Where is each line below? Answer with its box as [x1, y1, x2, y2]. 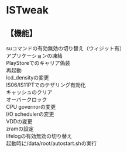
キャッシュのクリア [6, 89, 53, 95]
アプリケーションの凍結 [6, 52, 63, 59]
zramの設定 [6, 125, 34, 132]
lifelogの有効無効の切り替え [6, 133, 73, 139]
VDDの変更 [6, 118, 33, 125]
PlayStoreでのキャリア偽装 [6, 60, 70, 66]
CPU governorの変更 [6, 103, 56, 110]
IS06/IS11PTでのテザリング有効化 [6, 81, 86, 88]
